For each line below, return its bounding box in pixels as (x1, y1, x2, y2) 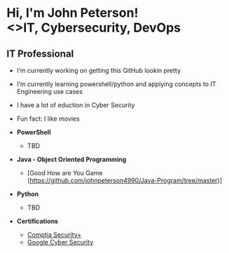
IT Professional (6, 48, 74, 60)
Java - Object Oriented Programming (16, 156, 127, 163)
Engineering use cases (16, 88, 83, 95)
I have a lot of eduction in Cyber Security (16, 101, 135, 109)
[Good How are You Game (27, 169, 103, 177)
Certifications (16, 217, 59, 225)
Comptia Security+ (27, 231, 82, 239)
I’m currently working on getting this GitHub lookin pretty (16, 67, 181, 74)
